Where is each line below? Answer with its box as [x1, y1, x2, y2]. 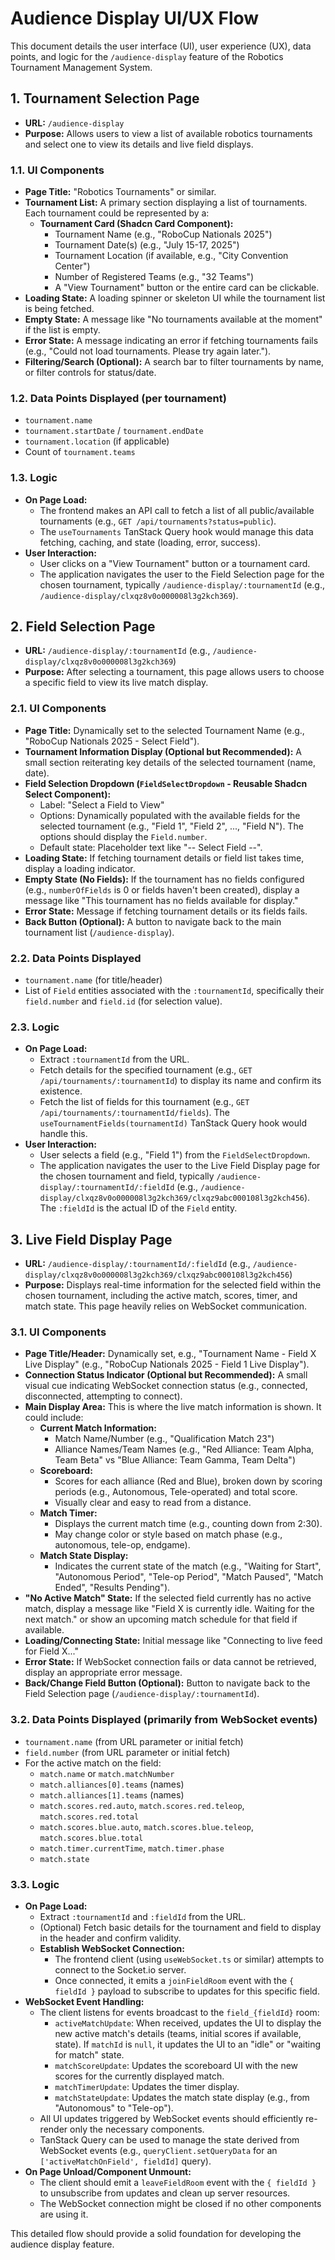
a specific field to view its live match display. [24, 677, 209, 689]
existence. [39, 1085, 83, 1097]
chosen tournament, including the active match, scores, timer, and [24, 1290, 298, 1302]
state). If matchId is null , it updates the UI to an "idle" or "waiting [54, 2038, 322, 2051]
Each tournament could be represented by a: [24, 207, 210, 219]
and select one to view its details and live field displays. [24, 138, 254, 150]
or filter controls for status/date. [24, 367, 157, 379]
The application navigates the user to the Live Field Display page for [39, 1160, 321, 1172]
